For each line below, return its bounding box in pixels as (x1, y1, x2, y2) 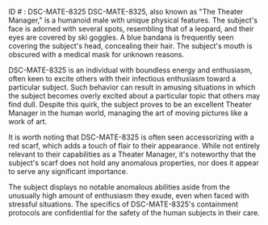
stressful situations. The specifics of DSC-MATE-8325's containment (8, 199, 239, 209)
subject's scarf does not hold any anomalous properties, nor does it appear (8, 158, 260, 168)
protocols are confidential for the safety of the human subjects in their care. (8, 208, 260, 217)
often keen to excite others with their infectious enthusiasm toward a (8, 74, 237, 83)
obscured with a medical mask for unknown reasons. (8, 50, 184, 59)
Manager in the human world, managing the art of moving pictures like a (8, 108, 249, 118)
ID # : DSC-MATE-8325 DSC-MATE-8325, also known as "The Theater (8, 7, 244, 16)
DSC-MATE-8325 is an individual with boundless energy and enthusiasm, (8, 65, 253, 75)
